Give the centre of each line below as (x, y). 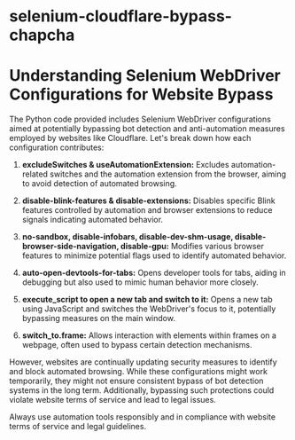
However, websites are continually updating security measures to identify (143, 362)
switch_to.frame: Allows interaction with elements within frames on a (149, 335)
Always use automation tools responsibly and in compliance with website (143, 417)
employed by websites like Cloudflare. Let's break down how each (130, 138)
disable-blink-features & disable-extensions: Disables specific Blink (149, 200)
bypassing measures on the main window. (98, 318)
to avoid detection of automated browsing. (99, 184)
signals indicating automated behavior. (93, 220)
